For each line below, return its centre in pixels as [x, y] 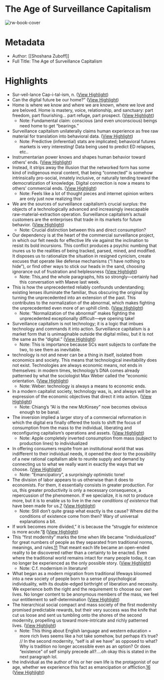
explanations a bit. [38, 521]
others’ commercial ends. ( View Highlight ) [54, 188]
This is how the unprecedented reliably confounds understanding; [78, 287]
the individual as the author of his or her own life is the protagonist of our [85, 662]
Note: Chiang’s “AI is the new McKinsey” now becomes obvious [83, 407]
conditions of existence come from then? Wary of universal [79, 516]
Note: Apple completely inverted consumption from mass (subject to [88, 438]
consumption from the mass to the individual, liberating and [72, 428]
